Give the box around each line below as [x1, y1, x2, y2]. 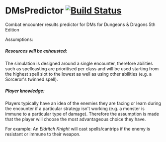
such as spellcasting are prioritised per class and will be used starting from [5, 65, 159, 72]
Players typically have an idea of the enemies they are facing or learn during [5, 100, 162, 106]
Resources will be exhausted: [5, 48, 68, 54]
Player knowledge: [5, 88, 45, 94]
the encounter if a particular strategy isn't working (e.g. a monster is [5, 105, 145, 112]
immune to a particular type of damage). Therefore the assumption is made [5, 111, 159, 117]
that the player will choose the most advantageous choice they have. [5, 116, 146, 122]
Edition [5, 26, 20, 32]
